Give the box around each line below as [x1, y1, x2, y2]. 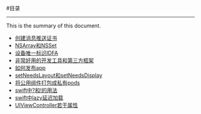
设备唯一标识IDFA [14, 50, 59, 56]
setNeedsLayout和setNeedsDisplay [14, 72, 103, 79]
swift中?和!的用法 [14, 87, 58, 94]
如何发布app [14, 64, 46, 71]
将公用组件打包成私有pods [14, 79, 80, 86]
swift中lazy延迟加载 [14, 94, 64, 101]
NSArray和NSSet [14, 42, 57, 49]
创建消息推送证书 [14, 35, 57, 41]
